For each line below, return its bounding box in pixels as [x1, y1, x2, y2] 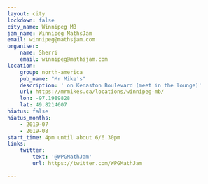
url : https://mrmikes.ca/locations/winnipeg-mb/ [20, 88, 165, 95]
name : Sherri [20, 50, 58, 57]
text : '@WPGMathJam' [32, 153, 92, 161]
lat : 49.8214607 [20, 101, 68, 108]
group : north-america [20, 69, 83, 76]
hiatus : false [7, 108, 49, 115]
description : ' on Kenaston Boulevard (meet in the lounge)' [20, 82, 202, 89]
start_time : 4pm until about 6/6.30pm [7, 134, 120, 141]
